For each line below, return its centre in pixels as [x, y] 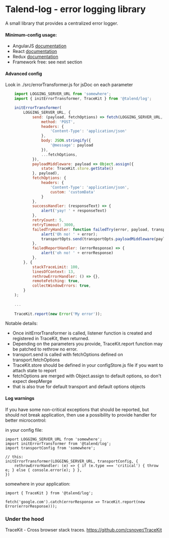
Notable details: [21, 323]
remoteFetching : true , [56, 281]
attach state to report [34, 371]
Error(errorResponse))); [31, 506]
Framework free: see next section [47, 62]
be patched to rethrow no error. [45, 349]
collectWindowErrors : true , [62, 286]
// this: [14, 457]
